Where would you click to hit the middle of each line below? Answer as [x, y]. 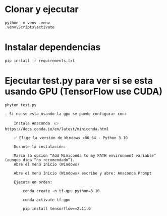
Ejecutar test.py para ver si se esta [79, 81]
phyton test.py [21, 105]
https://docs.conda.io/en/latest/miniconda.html [57, 129]
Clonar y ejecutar [42, 9]
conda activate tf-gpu [47, 200]
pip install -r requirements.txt [40, 61]
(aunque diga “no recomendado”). [40, 160]
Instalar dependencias [53, 47]
